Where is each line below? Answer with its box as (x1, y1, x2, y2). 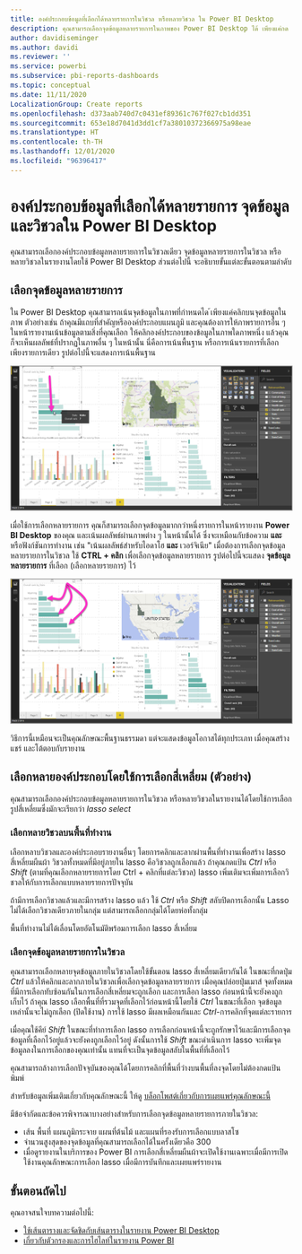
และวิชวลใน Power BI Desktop (10, 215, 218, 236)
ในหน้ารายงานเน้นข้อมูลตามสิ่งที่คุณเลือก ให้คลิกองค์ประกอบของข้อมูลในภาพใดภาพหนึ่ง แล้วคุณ (10, 327, 289, 337)
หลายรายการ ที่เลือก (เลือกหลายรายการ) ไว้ (10, 560, 137, 570)
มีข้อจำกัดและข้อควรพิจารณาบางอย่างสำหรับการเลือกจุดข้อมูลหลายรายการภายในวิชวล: (10, 1109, 259, 1119)
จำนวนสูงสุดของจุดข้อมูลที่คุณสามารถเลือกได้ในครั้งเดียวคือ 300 (22, 1136, 211, 1147)
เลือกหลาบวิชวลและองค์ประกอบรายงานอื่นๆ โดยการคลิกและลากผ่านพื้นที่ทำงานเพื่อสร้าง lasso (10, 846, 286, 857)
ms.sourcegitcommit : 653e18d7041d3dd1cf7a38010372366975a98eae (10, 118, 252, 127)
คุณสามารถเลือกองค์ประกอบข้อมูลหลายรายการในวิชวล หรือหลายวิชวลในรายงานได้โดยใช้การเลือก (10, 793, 292, 804)
